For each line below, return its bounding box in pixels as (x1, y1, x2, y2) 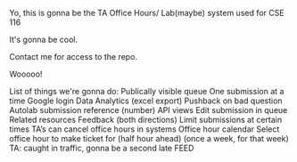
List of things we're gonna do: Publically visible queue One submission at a (9, 86, 285, 96)
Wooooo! (9, 69, 43, 79)
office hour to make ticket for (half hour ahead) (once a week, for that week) (9, 134, 290, 143)
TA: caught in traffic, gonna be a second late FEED (9, 142, 194, 153)
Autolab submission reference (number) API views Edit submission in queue (9, 105, 288, 115)
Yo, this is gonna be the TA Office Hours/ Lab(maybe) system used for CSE (9, 8, 285, 18)
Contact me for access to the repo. (9, 52, 138, 61)
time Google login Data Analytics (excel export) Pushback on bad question (9, 95, 283, 106)
